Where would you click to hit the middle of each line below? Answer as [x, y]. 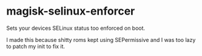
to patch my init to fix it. [36, 46]
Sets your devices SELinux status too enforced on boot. [76, 28]
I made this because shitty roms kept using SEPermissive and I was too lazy [101, 40]
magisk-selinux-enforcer [71, 11]
